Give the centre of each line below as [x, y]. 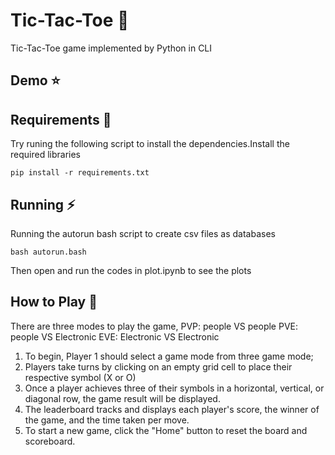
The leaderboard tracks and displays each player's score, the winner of [172, 409]
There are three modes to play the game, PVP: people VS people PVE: [154, 326]
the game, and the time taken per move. [107, 420]
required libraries [45, 155]
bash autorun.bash [48, 252]
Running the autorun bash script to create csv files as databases [143, 233]
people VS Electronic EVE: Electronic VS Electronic [115, 336]
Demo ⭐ [35, 80]
